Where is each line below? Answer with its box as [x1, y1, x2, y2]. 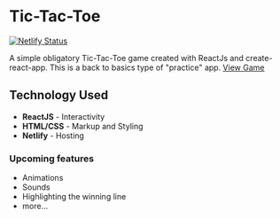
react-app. [9, 62, 48, 73]
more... [21, 201, 49, 212]
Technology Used [9, 88, 109, 103]
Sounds [21, 182, 51, 192]
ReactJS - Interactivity [21, 111, 105, 121]
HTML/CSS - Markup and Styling [21, 121, 144, 131]
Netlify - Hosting [21, 130, 84, 141]
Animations [21, 173, 64, 183]
